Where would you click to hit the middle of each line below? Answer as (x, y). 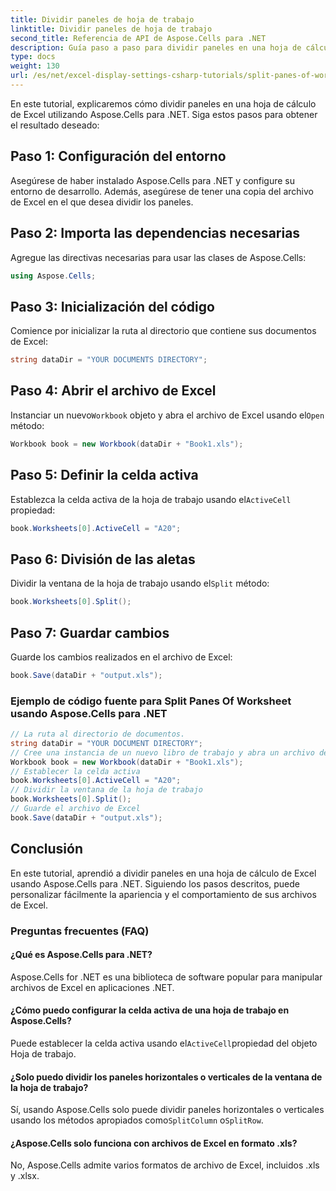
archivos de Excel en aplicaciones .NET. (92, 987)
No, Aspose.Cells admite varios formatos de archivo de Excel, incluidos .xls (165, 1165)
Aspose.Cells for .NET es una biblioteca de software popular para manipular (166, 977)
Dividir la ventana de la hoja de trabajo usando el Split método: (140, 583)
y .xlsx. (25, 1176)
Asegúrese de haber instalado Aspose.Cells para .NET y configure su (153, 180)
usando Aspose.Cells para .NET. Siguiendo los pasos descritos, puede (155, 883)
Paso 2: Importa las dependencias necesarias (155, 233)
